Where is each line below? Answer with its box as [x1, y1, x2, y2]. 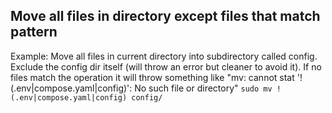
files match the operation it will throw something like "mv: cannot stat [10, 71, 295, 83]
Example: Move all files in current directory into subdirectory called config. [10, 50, 318, 62]
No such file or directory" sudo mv [134, 82, 273, 94]
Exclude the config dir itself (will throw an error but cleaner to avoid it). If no [10, 60, 322, 73]
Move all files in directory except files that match [10, 8, 321, 25]
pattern [10, 24, 58, 41]
